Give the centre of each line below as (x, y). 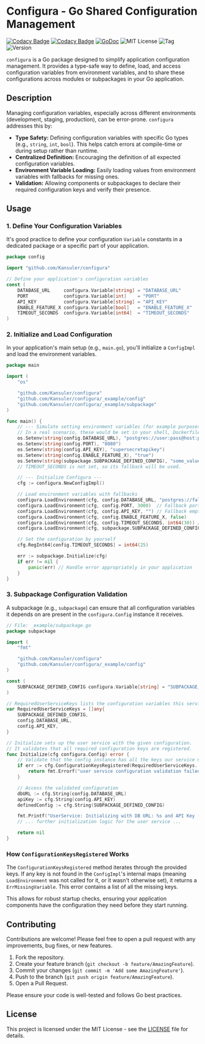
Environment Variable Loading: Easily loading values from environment (106, 170)
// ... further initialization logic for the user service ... (99, 822)
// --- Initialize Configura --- (60, 477)
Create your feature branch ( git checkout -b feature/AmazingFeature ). (105, 964)
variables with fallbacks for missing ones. (67, 176)
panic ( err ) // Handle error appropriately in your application (110, 567)
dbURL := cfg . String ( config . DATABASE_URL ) (72, 794)
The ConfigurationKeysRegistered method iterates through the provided (97, 868)
